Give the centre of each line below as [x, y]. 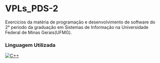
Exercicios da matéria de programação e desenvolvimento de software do [80, 22]
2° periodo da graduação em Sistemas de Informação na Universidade [77, 27]
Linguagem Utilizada [30, 45]
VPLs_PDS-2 [32, 9]
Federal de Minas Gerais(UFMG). [39, 32]
